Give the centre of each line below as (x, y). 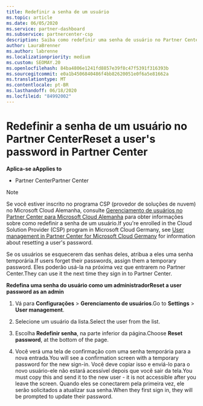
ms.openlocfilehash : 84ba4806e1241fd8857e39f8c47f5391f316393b (88, 68)
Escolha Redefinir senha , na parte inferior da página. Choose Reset (99, 333)
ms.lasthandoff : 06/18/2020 (42, 91)
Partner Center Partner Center (52, 180)
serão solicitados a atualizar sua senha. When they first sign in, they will (104, 390)
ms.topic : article (29, 18)
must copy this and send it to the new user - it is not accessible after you (105, 377)
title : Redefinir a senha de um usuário (58, 12)
